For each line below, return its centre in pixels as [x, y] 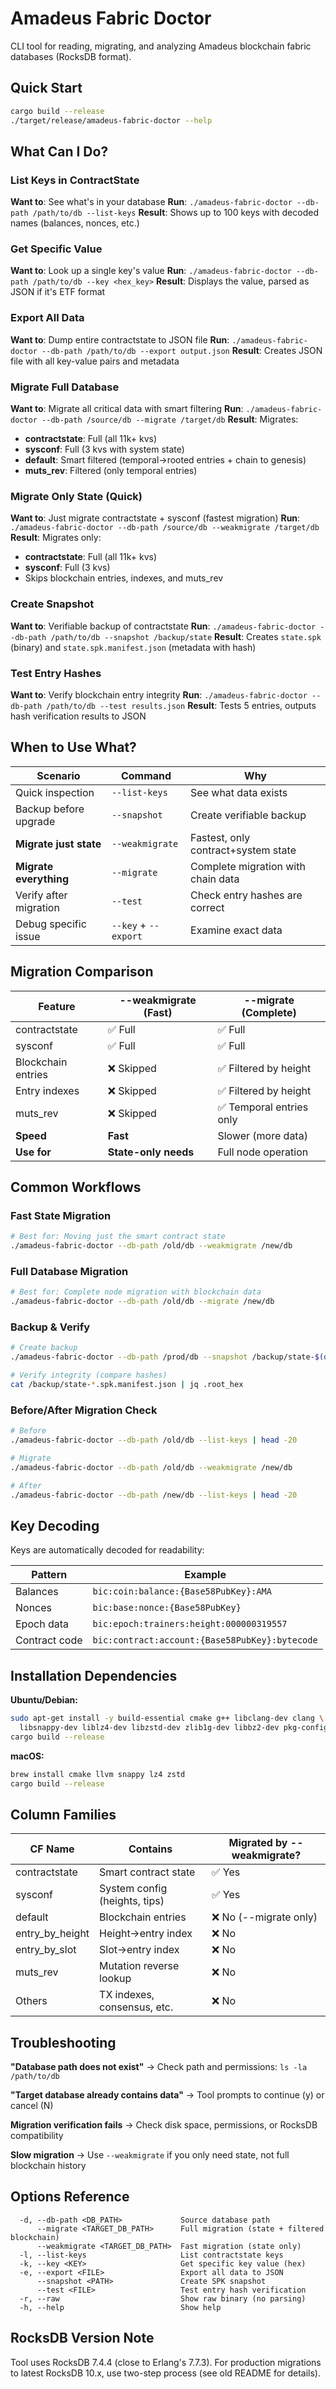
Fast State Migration [61, 1215]
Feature [57, 1006]
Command [146, 775]
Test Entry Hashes [56, 673]
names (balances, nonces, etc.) [75, 223]
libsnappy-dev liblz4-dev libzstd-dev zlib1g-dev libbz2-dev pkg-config [174, 1727]
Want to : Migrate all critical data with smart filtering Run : [127, 409]
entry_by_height [52, 1934]
